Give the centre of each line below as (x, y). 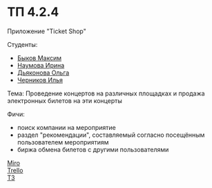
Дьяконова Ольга (43, 73)
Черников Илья (40, 79)
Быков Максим (39, 58)
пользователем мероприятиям (63, 142)
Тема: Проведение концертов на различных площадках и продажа (106, 93)
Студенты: (22, 44)
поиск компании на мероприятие (66, 127)
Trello (15, 170)
